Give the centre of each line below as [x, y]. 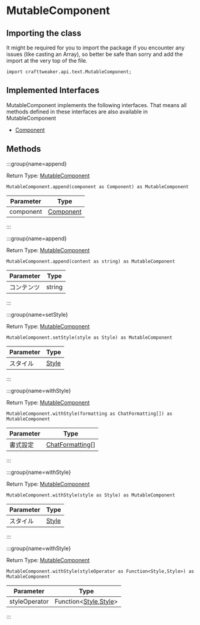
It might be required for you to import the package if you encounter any [95, 48]
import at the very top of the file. [47, 61]
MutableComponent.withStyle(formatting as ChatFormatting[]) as [89, 414]
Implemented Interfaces [53, 90]
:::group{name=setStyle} [37, 314]
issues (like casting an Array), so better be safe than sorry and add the [95, 54]
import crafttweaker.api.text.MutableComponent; [69, 72]
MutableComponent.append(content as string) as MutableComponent [91, 261]
